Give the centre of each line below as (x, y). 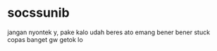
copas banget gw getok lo (45, 39)
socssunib (38, 13)
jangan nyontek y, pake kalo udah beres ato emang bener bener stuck (108, 32)
